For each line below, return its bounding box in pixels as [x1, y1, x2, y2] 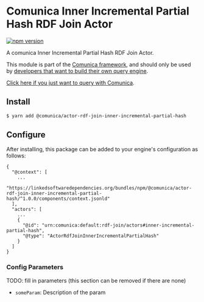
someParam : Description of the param [15, 289, 106, 296]
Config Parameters [6, 263, 64, 272]
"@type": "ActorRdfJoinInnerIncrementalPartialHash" [22, 233, 160, 239]
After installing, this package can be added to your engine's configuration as [6, 146, 199, 153]
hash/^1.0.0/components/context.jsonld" [6, 196, 111, 202]
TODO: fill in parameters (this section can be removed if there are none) [6, 276, 186, 284]
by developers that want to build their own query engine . [6, 67, 149, 74]
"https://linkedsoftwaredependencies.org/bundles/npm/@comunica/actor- [6, 185, 192, 191]
